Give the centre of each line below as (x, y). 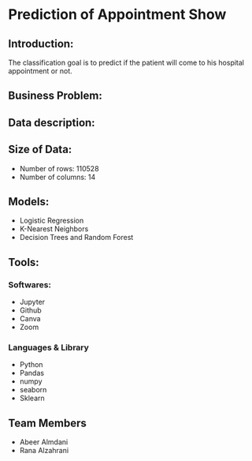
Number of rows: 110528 (59, 168)
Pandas (32, 373)
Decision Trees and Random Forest (76, 238)
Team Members (47, 423)
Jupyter (32, 302)
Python (31, 365)
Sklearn (32, 398)
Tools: (24, 262)
